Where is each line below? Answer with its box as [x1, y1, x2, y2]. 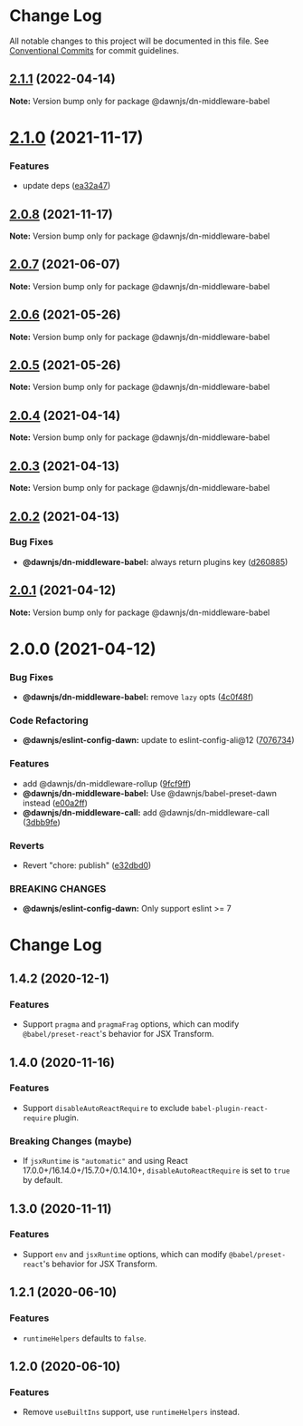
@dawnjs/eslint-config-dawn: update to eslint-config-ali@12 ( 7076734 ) [22, 735, 295, 746]
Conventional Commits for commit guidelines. [9, 44, 179, 55]
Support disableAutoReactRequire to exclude [22, 1102, 190, 1113]
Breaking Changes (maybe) [9, 1135, 133, 1148]
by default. [22, 1175, 63, 1186]
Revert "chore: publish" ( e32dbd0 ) [22, 859, 152, 871]
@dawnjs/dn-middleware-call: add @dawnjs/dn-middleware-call [22, 806, 270, 817]
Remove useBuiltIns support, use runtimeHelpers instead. [22, 1407, 240, 1418]
